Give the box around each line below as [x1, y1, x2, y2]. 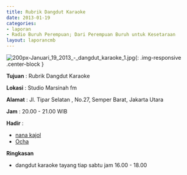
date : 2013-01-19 [6, 15, 51, 21]
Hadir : [6, 120, 24, 127]
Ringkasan [6, 150, 34, 157]
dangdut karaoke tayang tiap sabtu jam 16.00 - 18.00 [15, 162, 147, 168]
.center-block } [6, 60, 44, 68]
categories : [6, 20, 37, 26]
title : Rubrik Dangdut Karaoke [6, 9, 86, 15]
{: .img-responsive [135, 54, 182, 61]
